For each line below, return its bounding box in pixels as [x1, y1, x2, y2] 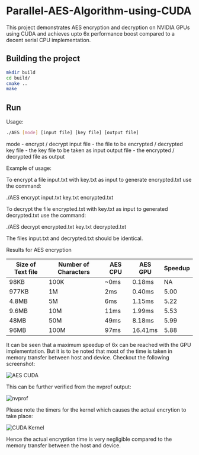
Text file [14, 267, 38, 276]
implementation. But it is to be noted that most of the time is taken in [6, 347, 173, 355]
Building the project [6, 53, 81, 64]
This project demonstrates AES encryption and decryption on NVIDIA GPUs [6, 24, 190, 31]
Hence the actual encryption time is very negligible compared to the [6, 435, 172, 443]
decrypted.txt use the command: [6, 211, 86, 219]
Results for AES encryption [6, 246, 72, 253]
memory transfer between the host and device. [6, 441, 121, 449]
